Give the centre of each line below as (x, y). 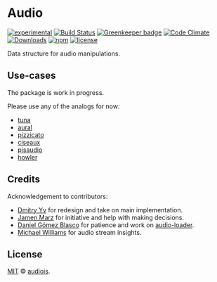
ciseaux (29, 142)
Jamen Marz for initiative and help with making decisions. (101, 217)
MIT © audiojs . (29, 271)
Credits (24, 180)
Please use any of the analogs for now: (64, 106)
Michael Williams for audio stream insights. (79, 232)
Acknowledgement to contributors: (58, 196)
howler (27, 157)
